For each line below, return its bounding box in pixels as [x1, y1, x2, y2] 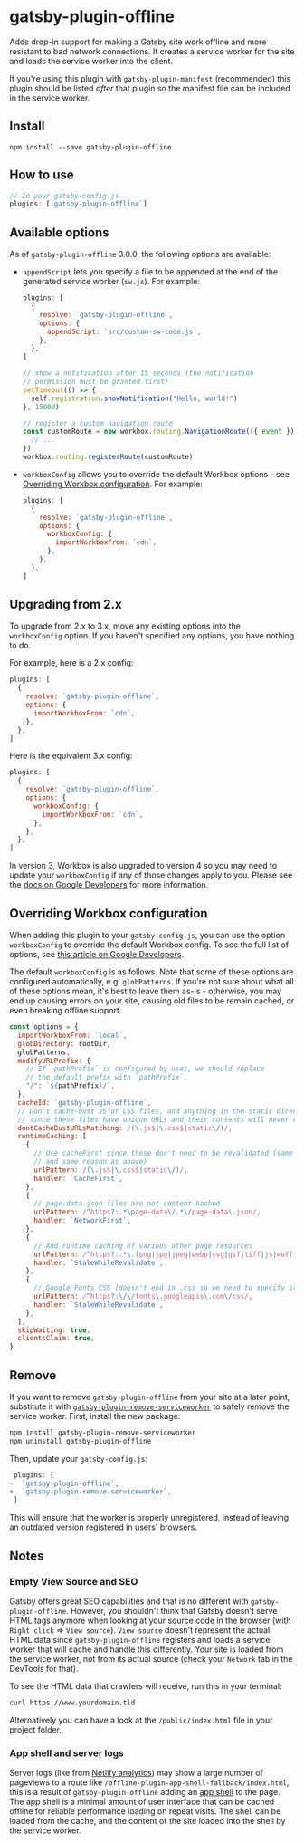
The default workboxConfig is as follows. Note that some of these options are [9, 966, 294, 977]
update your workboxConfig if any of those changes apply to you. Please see [9, 869, 293, 880]
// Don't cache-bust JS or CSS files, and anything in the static [17, 1107, 273, 1116]
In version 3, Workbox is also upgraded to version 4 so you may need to [9, 860, 278, 871]
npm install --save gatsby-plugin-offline [9, 142, 172, 151]
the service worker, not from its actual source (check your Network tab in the [9, 1653, 293, 1664]
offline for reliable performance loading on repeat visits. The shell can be [9, 1806, 281, 1817]
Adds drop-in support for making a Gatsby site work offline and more [9, 36, 267, 47]
